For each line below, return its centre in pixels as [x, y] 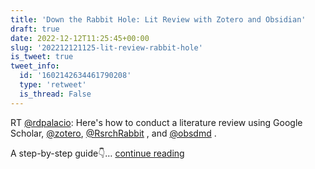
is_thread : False [55, 94]
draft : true [35, 29]
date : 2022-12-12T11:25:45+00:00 [80, 38]
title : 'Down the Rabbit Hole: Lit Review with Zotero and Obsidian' [158, 19]
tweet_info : [35, 66]
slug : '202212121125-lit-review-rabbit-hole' [106, 47]
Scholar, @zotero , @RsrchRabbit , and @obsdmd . [113, 133]
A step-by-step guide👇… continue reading [97, 153]
